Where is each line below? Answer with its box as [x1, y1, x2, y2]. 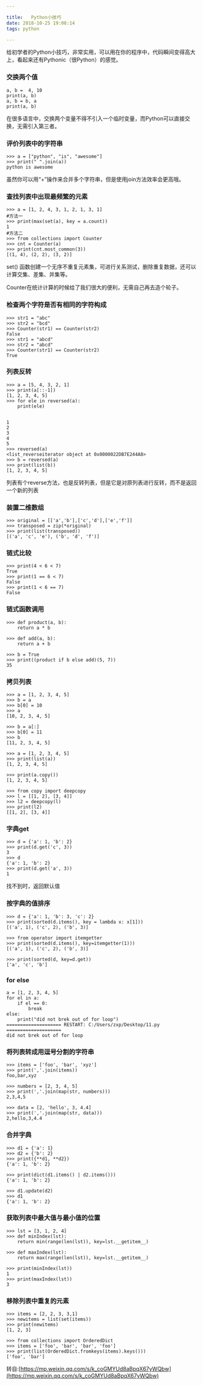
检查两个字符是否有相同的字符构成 [6, 301, 107, 309]
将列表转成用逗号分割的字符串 [6, 1048, 95, 1056]
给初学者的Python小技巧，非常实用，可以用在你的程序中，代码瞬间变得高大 [6, 48, 196, 56]
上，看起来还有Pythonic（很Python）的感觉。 [6, 56, 122, 64]
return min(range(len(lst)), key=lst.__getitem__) [17, 1238, 149, 1244]
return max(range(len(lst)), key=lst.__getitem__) [17, 1254, 149, 1261]
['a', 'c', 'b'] [6, 961, 48, 968]
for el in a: [6, 994, 40, 1001]
